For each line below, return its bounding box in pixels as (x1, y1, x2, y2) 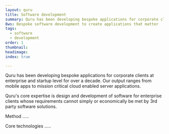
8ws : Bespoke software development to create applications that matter (5, 21, 158, 27)
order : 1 (5, 40, 24, 45)
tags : (5, 26, 17, 31)
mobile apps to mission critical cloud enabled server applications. (5, 83, 141, 89)
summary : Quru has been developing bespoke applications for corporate (5, 17, 158, 22)
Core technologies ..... (5, 123, 51, 129)
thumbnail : (5, 45, 28, 50)
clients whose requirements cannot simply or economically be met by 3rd (5, 98, 157, 104)
